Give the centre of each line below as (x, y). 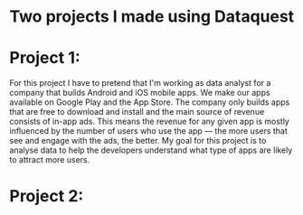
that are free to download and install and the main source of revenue (137, 112)
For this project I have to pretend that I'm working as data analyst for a (140, 83)
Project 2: (47, 196)
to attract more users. (50, 160)
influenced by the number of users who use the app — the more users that (148, 131)
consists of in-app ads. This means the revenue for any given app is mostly (149, 122)
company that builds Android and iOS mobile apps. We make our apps (140, 93)
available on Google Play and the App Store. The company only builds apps (150, 102)
